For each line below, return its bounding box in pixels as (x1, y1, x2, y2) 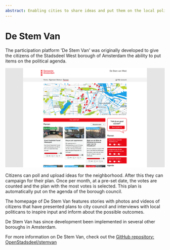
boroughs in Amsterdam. (5, 224, 57, 230)
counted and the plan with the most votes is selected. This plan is (5, 183, 142, 189)
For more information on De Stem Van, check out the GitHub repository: (5, 233, 154, 239)
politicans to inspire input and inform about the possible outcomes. (5, 209, 145, 215)
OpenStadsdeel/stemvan (5, 239, 57, 245)
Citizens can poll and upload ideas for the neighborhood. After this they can (5, 172, 163, 178)
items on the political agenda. (5, 58, 67, 64)
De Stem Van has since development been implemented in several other (5, 218, 155, 224)
